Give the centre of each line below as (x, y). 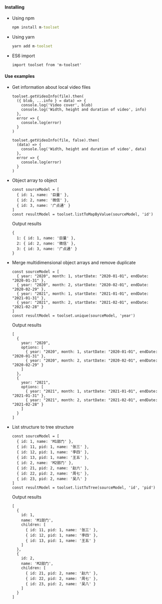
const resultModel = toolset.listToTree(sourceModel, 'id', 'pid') (83, 488)
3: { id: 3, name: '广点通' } (47, 249)
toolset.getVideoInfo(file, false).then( (55, 141)
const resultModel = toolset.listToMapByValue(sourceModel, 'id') (82, 214)
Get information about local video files (51, 87)
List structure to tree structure (43, 427)
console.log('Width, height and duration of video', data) (84, 149)
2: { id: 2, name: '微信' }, (46, 244)
